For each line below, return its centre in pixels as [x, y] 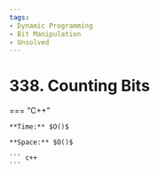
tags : [19, 17]
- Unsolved [29, 42]
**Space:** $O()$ [41, 143]
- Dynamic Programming [51, 26]
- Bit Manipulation [45, 34]
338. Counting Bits [80, 86]
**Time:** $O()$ [39, 127]
